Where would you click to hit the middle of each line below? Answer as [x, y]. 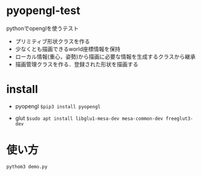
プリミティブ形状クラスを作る [52, 41]
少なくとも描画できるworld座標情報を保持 [68, 49]
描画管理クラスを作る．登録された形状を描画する [77, 64]
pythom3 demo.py [27, 167]
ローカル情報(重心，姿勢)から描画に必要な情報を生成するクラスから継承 [105, 56]
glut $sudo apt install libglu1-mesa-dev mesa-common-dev [89, 118]
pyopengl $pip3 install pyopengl [58, 106]
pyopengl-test [43, 11]
